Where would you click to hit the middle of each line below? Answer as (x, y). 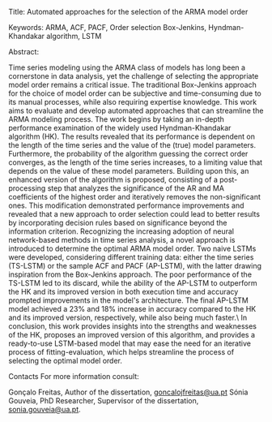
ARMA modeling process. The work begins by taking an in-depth (117, 119)
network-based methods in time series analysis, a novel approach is (122, 240)
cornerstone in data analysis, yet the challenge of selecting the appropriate (134, 76)
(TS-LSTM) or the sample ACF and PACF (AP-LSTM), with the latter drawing (135, 266)
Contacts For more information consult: (74, 376)
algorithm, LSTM (74, 36)
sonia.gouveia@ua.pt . (45, 409)
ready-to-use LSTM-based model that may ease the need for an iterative (130, 343)
